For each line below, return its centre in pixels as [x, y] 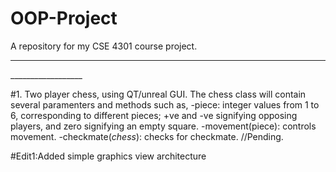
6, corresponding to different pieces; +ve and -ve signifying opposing [154, 115]
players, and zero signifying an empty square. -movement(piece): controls [163, 126]
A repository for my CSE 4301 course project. [104, 46]
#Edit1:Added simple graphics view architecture [108, 156]
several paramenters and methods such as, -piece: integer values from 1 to [165, 104]
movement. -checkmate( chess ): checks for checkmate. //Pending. [147, 136]
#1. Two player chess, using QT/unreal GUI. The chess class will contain [158, 94]
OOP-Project [64, 18]
